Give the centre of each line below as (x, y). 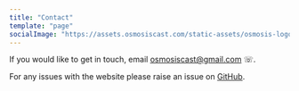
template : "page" (41, 26)
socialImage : (33, 34)
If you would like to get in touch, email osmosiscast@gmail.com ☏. (133, 60)
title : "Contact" (41, 17)
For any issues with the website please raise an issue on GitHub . (127, 77)
